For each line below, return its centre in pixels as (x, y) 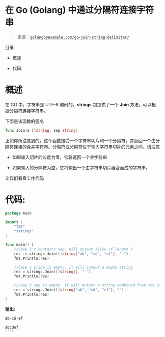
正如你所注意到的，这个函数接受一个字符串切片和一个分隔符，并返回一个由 (80, 140)
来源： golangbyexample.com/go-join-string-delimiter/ (73, 37)
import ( (14, 222)
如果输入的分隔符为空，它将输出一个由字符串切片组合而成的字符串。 (81, 167)
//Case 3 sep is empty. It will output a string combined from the (84, 285)
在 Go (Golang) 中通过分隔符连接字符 (80, 10)
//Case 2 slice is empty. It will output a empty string (73, 267)
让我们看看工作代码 (25, 178)
